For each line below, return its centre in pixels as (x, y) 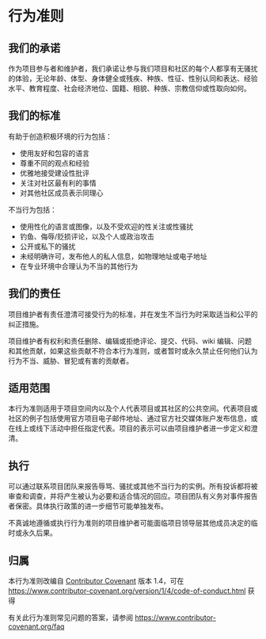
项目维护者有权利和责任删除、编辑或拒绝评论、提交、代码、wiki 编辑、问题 (130, 341)
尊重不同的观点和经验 (54, 163)
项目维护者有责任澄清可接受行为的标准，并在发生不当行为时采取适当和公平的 (133, 314)
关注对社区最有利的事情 (58, 182)
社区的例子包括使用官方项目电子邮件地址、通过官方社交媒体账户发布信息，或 (133, 419)
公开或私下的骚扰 (47, 246)
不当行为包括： (32, 209)
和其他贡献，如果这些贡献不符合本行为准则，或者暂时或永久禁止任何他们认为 (133, 350)
